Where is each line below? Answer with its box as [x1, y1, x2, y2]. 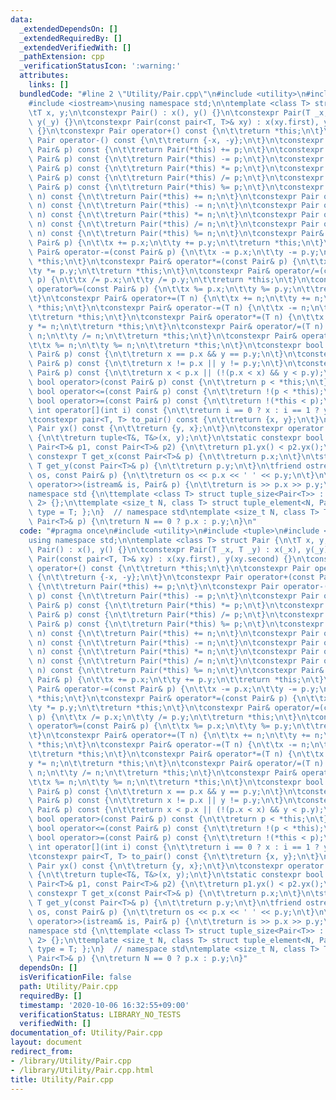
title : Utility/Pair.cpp [10, 1074, 114, 1085]
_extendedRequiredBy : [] [19, 33, 123, 43]
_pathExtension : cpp [19, 52, 105, 62]
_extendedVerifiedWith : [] [19, 42, 132, 53]
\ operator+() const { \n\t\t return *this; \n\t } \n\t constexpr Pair [28, 563, 311, 573]
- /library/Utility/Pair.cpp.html [10, 1065, 155, 1075]
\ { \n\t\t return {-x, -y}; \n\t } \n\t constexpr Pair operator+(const [28, 572, 315, 583]
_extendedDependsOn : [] [19, 24, 118, 34]
